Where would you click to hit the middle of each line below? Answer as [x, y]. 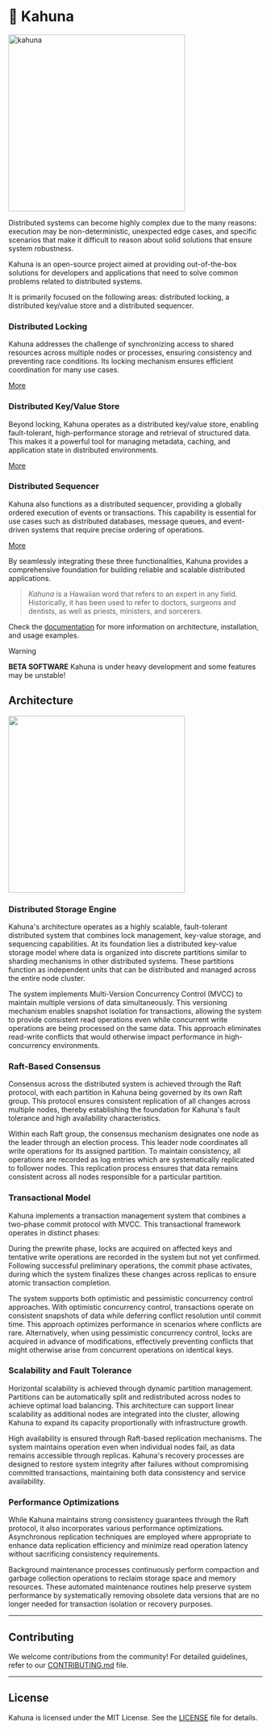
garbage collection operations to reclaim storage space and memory [122, 1578]
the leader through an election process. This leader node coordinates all [128, 1143]
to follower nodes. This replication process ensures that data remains [123, 1168]
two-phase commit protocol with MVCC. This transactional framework [125, 1224]
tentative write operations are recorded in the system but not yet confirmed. [134, 1256]
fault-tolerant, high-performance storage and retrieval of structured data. [130, 432]
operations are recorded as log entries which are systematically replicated [131, 1160]
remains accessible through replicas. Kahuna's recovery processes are [126, 1455]
